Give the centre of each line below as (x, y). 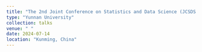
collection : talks (29, 23)
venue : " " (20, 28)
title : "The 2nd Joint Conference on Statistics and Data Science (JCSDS (101, 12)
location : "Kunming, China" (42, 39)
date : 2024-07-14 (28, 34)
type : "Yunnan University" (40, 17)
